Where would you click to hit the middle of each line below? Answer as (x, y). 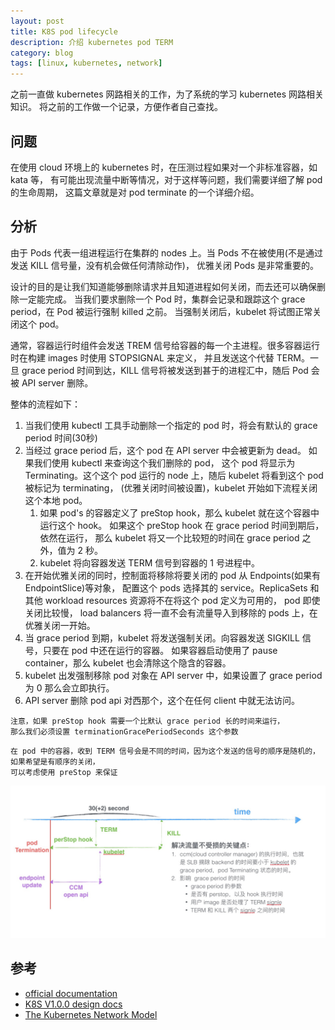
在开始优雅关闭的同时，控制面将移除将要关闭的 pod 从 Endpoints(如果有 (172, 575)
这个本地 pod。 (56, 500)
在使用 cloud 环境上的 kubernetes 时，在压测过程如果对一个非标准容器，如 (164, 167)
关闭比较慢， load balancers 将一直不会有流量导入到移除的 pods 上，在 (171, 612)
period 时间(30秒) (61, 437)
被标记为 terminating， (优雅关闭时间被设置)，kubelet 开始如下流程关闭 (171, 487)
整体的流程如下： (45, 404)
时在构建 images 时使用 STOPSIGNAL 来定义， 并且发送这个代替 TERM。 (160, 357)
